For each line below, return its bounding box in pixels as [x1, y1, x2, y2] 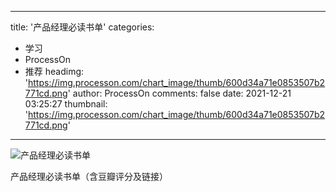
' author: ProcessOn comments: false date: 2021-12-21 [67, 87, 292, 99]
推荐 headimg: [24, 66, 85, 77]
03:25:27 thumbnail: [24, 98, 108, 110]
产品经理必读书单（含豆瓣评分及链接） [10, 171, 168, 182]
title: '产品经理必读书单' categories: [10, 21, 155, 33]
